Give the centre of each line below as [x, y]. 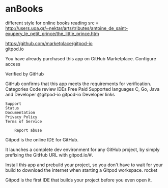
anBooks [24, 9]
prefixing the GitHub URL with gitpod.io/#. [49, 155]
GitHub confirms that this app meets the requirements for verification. [78, 84]
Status [12, 108]
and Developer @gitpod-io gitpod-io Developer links [60, 94]
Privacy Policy [21, 117]
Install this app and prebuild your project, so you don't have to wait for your [84, 165]
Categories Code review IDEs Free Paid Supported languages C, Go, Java [82, 89]
